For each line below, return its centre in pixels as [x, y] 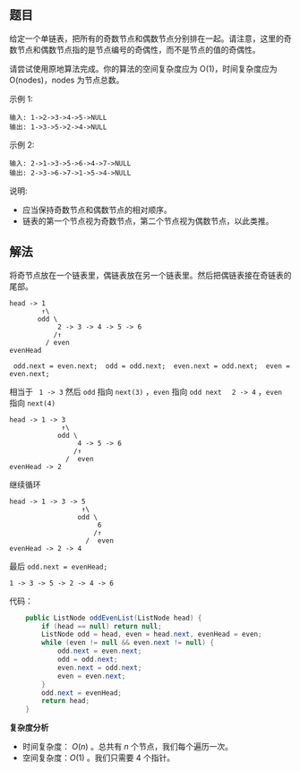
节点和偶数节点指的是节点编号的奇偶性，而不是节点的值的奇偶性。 [138, 49]
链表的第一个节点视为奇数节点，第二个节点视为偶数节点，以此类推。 [148, 220]
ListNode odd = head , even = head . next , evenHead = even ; [152, 634]
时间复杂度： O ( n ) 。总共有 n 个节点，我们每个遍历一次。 [128, 747]
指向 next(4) [33, 403]
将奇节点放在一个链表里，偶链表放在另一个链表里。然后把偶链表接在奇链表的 [150, 275]
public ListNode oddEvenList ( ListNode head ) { [114, 618]
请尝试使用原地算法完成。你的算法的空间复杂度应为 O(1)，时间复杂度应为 [143, 68]
